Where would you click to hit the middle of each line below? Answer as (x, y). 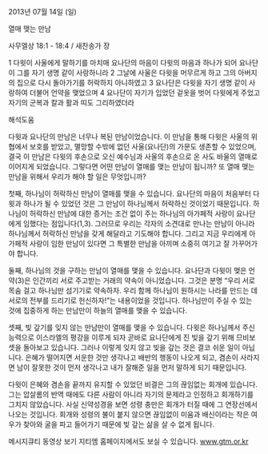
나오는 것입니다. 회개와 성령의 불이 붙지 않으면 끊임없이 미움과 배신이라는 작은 (129, 414)
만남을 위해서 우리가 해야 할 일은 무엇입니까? (77, 177)
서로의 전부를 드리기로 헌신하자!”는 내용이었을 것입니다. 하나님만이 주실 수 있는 (130, 301)
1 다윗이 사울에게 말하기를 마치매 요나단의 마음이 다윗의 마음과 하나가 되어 (123, 63)
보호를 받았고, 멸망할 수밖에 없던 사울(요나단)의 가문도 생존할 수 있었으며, (143, 147)
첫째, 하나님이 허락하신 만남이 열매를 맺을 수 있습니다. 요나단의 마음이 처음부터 (130, 193)
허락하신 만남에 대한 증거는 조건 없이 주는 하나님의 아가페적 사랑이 (132, 213)
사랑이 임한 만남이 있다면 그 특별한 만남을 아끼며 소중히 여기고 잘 (130, 243)
